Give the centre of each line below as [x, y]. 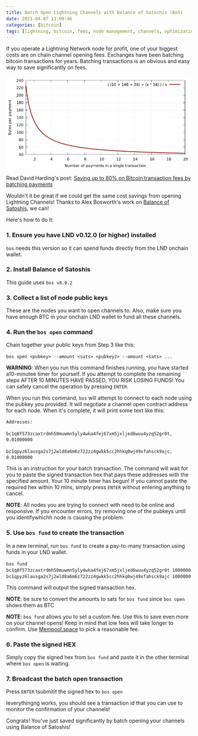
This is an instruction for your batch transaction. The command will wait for [97, 469]
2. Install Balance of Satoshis [48, 270]
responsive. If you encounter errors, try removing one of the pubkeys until [96, 511]
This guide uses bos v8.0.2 [39, 282]
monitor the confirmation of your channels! [58, 709]
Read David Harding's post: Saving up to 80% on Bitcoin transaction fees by [98, 178]
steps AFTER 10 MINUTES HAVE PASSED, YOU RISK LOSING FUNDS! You [95, 380]
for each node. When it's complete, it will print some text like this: [85, 411]
